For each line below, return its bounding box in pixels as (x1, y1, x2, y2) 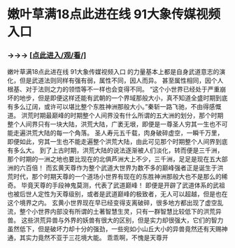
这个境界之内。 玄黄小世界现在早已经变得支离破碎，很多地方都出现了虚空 (7, 198, 218, 207)
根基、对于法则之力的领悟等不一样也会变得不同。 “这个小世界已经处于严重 (7, 85, 220, 94)
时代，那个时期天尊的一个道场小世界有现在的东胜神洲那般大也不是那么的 (13, 173, 222, 181)
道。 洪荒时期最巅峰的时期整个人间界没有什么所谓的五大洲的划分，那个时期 (7, 111, 224, 119)
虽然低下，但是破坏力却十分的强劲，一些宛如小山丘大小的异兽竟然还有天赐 (7, 225, 222, 233)
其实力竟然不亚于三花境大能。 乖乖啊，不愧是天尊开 (19, 233, 169, 242)
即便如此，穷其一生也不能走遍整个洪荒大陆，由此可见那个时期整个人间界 (7, 138, 215, 146)
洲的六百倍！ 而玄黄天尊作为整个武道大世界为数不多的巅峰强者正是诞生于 (7, 163, 218, 172)
